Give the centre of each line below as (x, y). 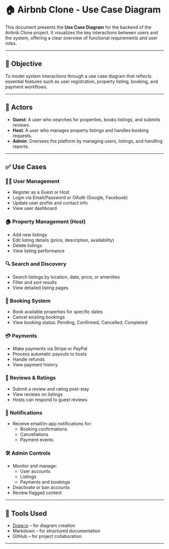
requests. (22, 135)
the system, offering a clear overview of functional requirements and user (81, 38)
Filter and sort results (34, 282)
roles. (11, 43)
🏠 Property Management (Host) (46, 222)
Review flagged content (37, 493)
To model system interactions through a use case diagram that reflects (78, 76)
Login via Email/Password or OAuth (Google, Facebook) (70, 198)
